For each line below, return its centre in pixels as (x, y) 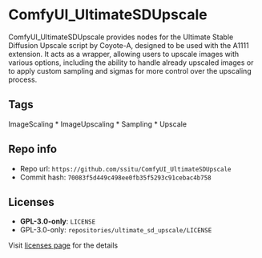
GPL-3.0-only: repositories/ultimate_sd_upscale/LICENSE (116, 230)
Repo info (33, 149)
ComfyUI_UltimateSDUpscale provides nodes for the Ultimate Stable (121, 37)
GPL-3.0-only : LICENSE (58, 221)
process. (23, 79)
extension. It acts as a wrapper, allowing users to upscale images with (124, 54)
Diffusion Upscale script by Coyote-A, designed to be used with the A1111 (129, 45)
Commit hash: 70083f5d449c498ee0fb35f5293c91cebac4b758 (115, 177)
